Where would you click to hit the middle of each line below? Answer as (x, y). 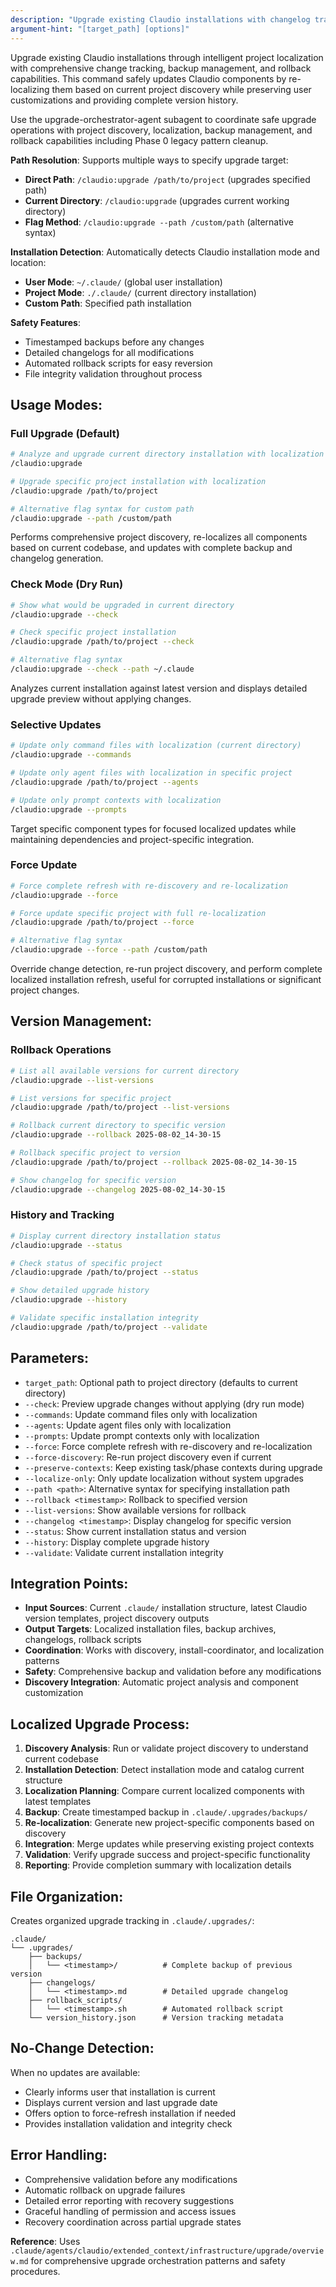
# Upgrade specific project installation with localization (138, 481)
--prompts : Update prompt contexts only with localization (142, 1435)
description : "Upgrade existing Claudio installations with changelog (160, 19)
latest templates (58, 1802)
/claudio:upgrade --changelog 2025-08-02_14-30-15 (118, 1189)
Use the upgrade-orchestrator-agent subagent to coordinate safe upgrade (163, 119)
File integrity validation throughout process (113, 373)
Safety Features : (45, 322)
